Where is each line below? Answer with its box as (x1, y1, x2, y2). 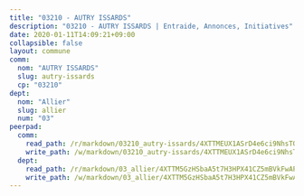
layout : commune (9, 47, 71, 56)
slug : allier (17, 106, 67, 115)
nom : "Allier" (17, 97, 71, 107)
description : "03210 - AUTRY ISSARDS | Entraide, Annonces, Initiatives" (9, 22, 294, 31)
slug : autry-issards (17, 72, 95, 81)
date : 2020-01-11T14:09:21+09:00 (9, 30, 136, 39)
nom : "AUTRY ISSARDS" (17, 64, 100, 73)
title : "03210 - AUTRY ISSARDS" (9, 13, 131, 23)
